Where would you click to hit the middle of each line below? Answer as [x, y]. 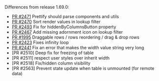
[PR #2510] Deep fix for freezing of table [53, 53]
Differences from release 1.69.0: [37, 7]
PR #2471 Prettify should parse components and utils [65, 16]
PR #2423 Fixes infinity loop [40, 42]
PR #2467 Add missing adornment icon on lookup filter [67, 32]
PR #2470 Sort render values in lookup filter [56, 22]
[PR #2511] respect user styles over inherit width [61, 58]
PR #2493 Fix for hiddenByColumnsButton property [64, 27]
